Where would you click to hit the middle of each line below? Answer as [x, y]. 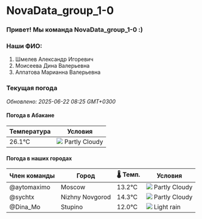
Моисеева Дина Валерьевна [52, 66]
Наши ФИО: [24, 46]
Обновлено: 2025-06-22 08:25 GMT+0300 [61, 101]
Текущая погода [32, 88]
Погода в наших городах [39, 158]
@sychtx [22, 197]
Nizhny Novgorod [86, 197]
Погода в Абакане [30, 115]
